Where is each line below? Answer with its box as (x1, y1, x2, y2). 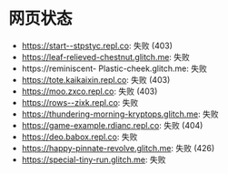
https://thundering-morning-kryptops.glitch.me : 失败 (21, 108, 219, 119)
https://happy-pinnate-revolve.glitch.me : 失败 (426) (21, 142, 215, 153)
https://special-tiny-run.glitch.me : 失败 (21, 154, 166, 165)
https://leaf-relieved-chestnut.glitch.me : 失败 (21, 51, 190, 62)
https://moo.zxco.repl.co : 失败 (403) (21, 86, 158, 97)
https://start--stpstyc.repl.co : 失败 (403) (21, 40, 173, 51)
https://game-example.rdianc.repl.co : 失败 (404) (21, 119, 203, 130)
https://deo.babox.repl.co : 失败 (21, 131, 138, 142)
